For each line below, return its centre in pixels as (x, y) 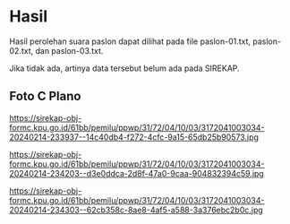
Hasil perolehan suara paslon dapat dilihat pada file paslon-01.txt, (130, 41)
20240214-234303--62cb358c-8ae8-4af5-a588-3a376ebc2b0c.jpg (136, 210)
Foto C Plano (45, 96)
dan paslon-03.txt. (69, 50)
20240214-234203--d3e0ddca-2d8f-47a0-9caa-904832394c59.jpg (136, 173)
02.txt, (21, 50)
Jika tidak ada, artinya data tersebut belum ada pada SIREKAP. (124, 68)
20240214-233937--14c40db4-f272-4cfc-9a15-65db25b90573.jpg (134, 137)
